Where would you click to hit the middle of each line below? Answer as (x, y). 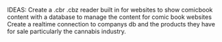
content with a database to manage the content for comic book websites (110, 17)
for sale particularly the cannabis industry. (67, 31)
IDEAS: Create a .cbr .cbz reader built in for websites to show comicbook (110, 10)
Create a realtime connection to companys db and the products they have (111, 24)
